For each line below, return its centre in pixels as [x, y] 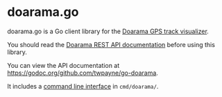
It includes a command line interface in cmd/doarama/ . [83, 86]
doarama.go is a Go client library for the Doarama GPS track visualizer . [108, 31]
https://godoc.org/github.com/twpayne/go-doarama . [83, 73]
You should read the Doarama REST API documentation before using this [111, 44]
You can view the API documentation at [63, 65]
